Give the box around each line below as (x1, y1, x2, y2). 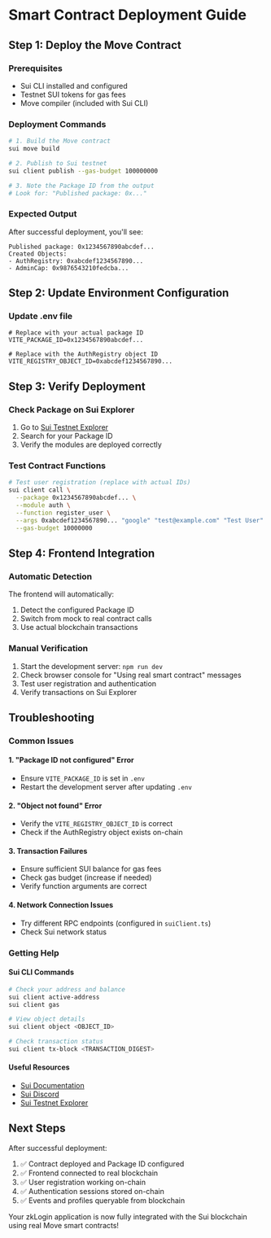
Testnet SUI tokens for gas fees (20, 90, 126, 99)
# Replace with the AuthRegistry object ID (8, 350, 159, 359)
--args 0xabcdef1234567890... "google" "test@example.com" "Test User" (15, 516, 264, 524)
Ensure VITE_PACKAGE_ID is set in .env (20, 773, 145, 783)
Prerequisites (8, 63, 63, 74)
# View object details (8, 1015, 85, 1023)
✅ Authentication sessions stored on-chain (20, 1186, 164, 1196)
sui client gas (8, 1000, 60, 1008)
